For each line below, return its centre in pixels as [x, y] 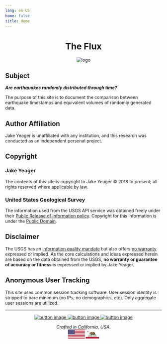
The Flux [83, 46]
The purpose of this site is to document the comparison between [72, 98]
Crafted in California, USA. [83, 327]
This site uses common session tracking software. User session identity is [81, 292]
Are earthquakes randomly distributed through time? [61, 88]
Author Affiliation [33, 124]
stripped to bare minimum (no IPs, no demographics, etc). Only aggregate [81, 297]
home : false [17, 16]
